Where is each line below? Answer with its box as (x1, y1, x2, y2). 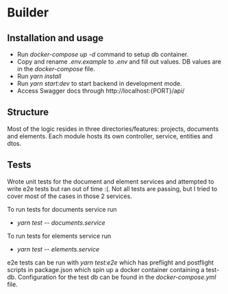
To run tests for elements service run (7, 232, 112, 240)
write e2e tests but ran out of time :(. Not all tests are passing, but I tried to (7, 184, 218, 193)
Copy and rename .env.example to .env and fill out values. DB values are (16, 58, 222, 66)
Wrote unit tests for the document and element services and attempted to (7, 177, 214, 186)
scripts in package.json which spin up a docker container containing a (7, 265, 205, 273)
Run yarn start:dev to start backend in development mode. (16, 79, 183, 87)
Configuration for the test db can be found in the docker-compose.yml (18, 273, 216, 281)
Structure (7, 106, 49, 118)
